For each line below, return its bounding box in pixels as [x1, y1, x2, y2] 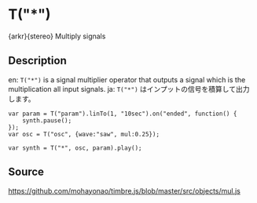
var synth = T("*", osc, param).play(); [8, 143, 143, 152]
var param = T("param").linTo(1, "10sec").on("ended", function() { [8, 110, 237, 118]
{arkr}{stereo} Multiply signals [8, 31, 106, 41]
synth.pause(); [22, 116, 72, 125]
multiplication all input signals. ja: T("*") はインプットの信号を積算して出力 [8, 84, 250, 93]
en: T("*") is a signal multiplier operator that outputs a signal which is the [8, 74, 246, 84]
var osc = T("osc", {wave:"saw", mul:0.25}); [8, 130, 160, 138]
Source [8, 165, 45, 179]
